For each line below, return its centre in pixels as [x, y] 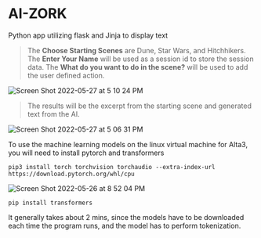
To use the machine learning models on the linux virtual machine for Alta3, [128, 144]
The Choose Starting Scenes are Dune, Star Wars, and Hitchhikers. [136, 50]
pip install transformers [50, 203]
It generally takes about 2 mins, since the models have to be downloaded [126, 217]
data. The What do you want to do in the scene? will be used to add [138, 67]
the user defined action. [66, 75]
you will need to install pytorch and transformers [86, 153]
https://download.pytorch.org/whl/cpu [71, 174]
